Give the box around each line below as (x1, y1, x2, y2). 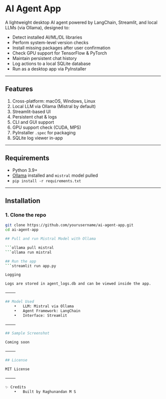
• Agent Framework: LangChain (14, 308, 81, 313)
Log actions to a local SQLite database (12, 60, 91, 66)
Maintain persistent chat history (12, 55, 77, 61)
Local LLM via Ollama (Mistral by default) (12, 103, 96, 109)
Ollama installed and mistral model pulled (12, 172, 98, 178)
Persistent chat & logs (12, 114, 57, 119)
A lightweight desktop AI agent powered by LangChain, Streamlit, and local (5, 19, 158, 25)
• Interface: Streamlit (14, 313, 68, 318)
